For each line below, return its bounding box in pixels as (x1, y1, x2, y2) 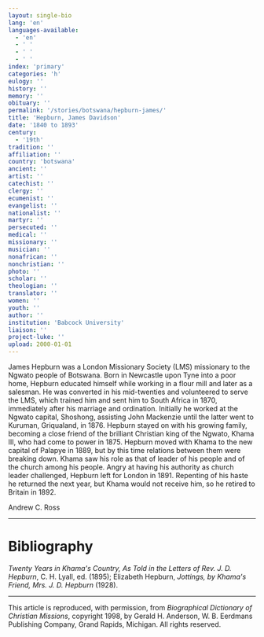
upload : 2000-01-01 (8, 341, 72, 348)
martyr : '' (8, 216, 44, 224)
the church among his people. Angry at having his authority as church (8, 462, 234, 472)
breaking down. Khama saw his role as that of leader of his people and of (8, 454, 245, 463)
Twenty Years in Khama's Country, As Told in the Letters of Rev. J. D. (8, 563, 232, 573)
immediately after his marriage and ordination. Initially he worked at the (8, 404, 238, 413)
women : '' (8, 296, 41, 304)
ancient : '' (8, 165, 47, 173)
